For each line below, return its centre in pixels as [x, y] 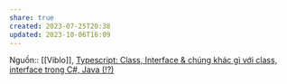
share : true [32, 18]
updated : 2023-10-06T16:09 [60, 34]
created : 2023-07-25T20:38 [60, 26]
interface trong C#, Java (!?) [62, 70]
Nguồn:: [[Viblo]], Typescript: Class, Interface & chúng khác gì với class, [143, 61]
